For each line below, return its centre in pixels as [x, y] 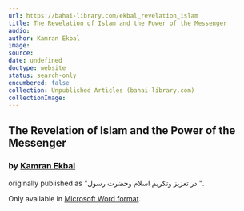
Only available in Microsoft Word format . [75, 198]
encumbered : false [39, 83]
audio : [19, 30]
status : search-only [43, 75]
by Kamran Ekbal [42, 165]
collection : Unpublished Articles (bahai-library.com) [102, 90]
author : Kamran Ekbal [44, 38]
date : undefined [35, 61]
